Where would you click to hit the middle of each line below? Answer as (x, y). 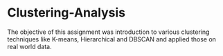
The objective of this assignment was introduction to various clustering (108, 32)
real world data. (29, 46)
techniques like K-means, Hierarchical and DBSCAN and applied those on (112, 39)
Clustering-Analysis (66, 13)
